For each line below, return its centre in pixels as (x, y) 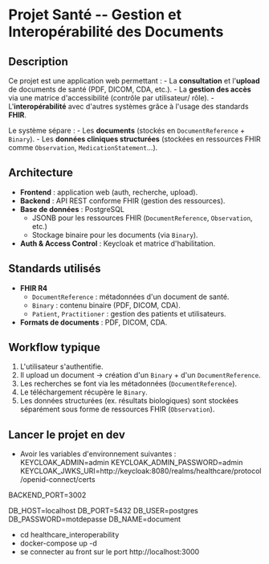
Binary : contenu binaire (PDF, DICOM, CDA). (106, 305)
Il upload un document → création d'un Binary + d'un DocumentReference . (140, 375)
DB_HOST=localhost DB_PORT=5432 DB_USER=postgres (103, 511)
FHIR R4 (34, 288)
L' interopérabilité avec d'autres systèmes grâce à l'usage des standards (128, 106)
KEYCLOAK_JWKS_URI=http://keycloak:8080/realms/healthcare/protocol (141, 471)
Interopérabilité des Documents (116, 32)
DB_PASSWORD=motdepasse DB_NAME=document (94, 519)
